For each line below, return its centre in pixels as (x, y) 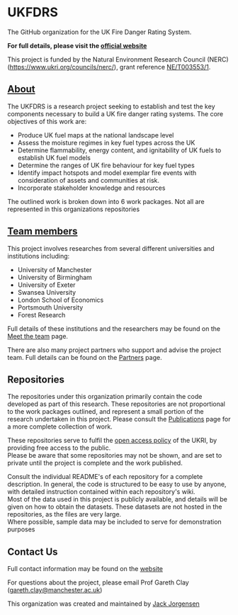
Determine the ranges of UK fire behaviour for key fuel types (106, 165)
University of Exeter (46, 285)
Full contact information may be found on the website (85, 569)
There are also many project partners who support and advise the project (114, 350)
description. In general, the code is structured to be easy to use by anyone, (117, 484)
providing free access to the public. (59, 448)
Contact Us (33, 552)
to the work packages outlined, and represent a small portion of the (106, 412)
